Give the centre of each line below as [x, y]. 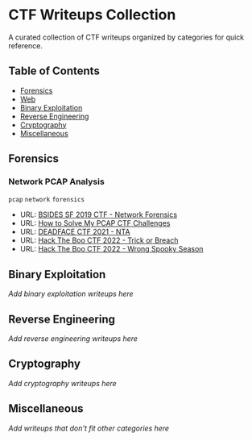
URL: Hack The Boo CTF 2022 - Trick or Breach [99, 240]
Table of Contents [54, 71]
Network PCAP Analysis [56, 181]
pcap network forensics [47, 200]
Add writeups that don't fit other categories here [89, 428]
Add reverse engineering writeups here [73, 339]
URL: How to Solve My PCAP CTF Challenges [95, 223]
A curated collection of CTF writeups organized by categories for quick [126, 37]
